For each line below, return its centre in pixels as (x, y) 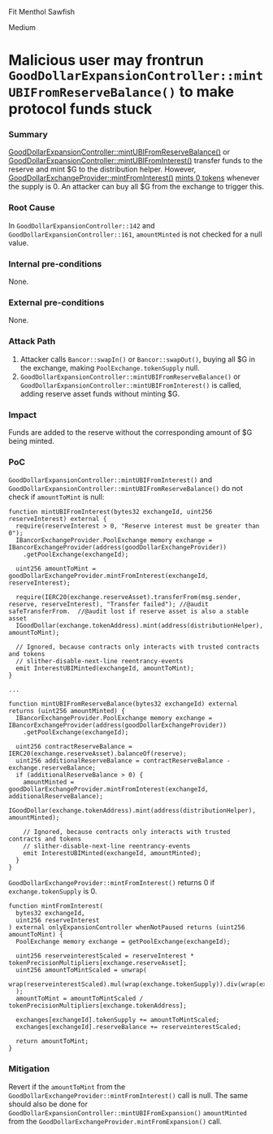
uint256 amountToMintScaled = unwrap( (82, 971)
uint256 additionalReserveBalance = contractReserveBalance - (123, 761)
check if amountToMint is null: (56, 497)
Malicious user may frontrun (106, 61)
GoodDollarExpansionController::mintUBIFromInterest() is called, (131, 385)
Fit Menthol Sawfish (42, 12)
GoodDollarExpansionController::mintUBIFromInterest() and (110, 480)
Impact (23, 415)
